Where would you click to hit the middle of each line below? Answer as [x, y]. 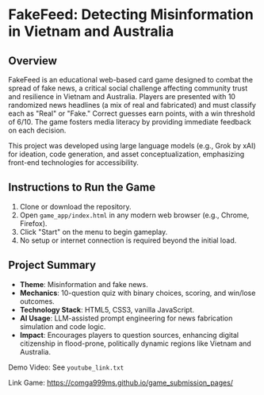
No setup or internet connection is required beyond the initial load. [128, 240]
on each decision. [37, 130]
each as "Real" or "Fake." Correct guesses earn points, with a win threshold [132, 113]
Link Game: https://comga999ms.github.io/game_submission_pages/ [121, 382]
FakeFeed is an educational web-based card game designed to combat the [131, 80]
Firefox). [33, 223]
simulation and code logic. [63, 326]
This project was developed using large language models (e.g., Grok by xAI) [132, 146]
